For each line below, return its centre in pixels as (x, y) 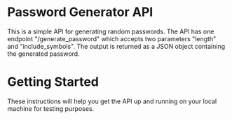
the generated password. (43, 54)
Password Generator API (80, 12)
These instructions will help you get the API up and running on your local (112, 101)
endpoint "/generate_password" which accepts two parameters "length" (112, 38)
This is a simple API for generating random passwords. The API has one (111, 31)
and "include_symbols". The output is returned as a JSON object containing (116, 46)
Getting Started (53, 82)
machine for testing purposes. (51, 108)
